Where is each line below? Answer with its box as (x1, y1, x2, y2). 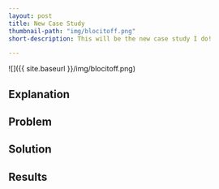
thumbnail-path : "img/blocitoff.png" (8, 27, 136, 35)
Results (8, 170, 48, 183)
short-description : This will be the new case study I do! (8, 34, 213, 43)
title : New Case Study (8, 19, 85, 28)
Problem (8, 115, 53, 129)
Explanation (8, 87, 71, 101)
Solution (8, 143, 52, 157)
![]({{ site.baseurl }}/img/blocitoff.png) (8, 64, 136, 74)
